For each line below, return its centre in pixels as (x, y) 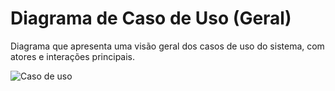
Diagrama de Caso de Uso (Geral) (151, 18)
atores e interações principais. (73, 56)
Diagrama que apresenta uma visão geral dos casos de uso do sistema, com (167, 46)
